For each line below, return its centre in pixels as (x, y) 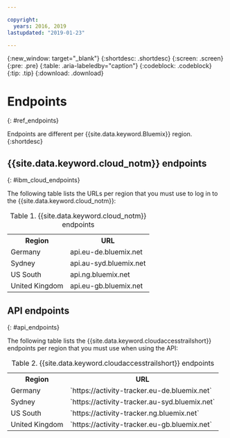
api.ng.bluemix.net (100, 275)
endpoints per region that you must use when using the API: (93, 348)
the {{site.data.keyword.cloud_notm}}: (62, 201)
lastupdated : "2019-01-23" (46, 33)
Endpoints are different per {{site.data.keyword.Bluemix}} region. (100, 134)
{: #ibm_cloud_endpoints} (44, 180)
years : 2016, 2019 (40, 26)
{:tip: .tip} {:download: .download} (55, 73)
